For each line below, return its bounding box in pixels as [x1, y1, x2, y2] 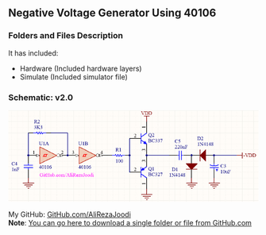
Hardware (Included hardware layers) [19, 64, 142, 73]
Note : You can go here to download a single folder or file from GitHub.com [8, 218, 253, 228]
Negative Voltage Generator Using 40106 [8, 6, 217, 20]
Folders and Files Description [8, 30, 123, 41]
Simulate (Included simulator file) [19, 71, 129, 82]
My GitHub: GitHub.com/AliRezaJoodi [8, 210, 131, 219]
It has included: [8, 48, 59, 58]
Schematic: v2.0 [8, 91, 74, 102]
